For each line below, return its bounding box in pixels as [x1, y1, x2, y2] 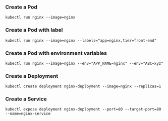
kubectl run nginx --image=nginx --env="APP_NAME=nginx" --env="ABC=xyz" [5, 61, 164, 66]
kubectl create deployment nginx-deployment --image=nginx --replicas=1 [5, 84, 161, 89]
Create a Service [5, 95, 47, 102]
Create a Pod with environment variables [5, 49, 107, 56]
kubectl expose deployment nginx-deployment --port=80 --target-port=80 [5, 107, 161, 112]
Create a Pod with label [5, 27, 63, 34]
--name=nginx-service [5, 111, 51, 116]
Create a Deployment [5, 72, 59, 79]
